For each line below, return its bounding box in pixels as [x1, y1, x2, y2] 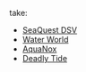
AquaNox [21, 44, 57, 54]
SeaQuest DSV [21, 25, 78, 35]
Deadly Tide [21, 53, 68, 63]
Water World [21, 35, 69, 44]
